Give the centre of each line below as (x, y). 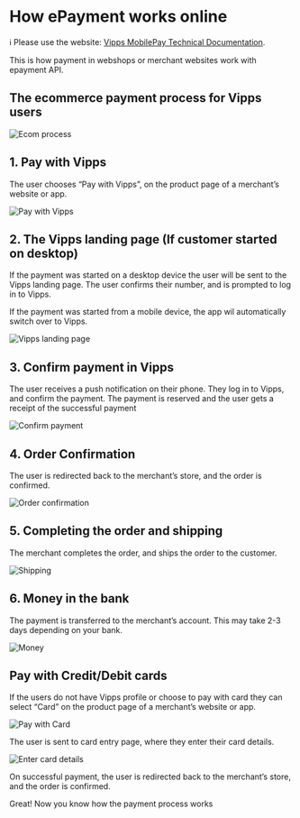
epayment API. (37, 69)
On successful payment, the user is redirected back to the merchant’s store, (150, 777)
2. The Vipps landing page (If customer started (143, 239)
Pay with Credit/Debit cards (89, 676)
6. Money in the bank (69, 598)
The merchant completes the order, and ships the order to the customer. (143, 553)
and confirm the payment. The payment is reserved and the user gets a (142, 399)
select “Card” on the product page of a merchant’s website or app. (133, 707)
